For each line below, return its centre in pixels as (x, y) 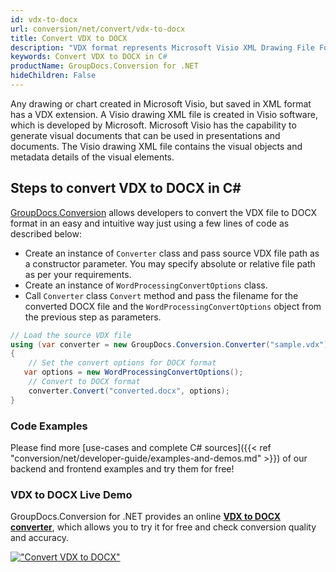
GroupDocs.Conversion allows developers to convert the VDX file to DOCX (164, 212)
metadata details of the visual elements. (92, 157)
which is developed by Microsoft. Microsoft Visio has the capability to (153, 125)
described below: (46, 233)
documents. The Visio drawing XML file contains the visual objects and (156, 146)
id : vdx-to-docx (44, 19)
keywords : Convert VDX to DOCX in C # (89, 57)
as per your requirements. (78, 274)
